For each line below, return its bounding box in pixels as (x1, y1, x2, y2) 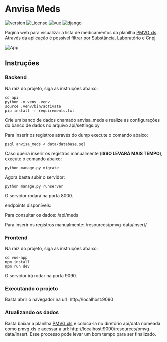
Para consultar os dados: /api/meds (5, 212, 79, 218)
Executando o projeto (5, 285, 58, 292)
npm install (5, 259, 30, 264)
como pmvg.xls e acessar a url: (5, 326, 70, 332)
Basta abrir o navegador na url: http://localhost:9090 (5, 296, 114, 303)
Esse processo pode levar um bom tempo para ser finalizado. (29, 331, 156, 337)
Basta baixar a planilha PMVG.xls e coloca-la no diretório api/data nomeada (5, 320, 161, 326)
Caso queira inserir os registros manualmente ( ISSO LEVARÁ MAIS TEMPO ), (5, 150, 163, 156)
